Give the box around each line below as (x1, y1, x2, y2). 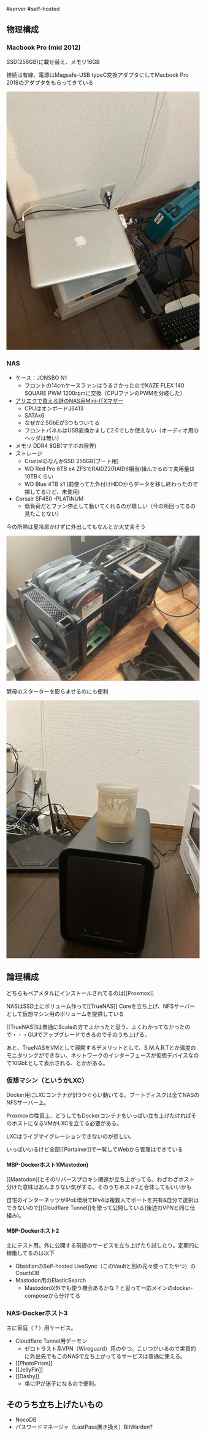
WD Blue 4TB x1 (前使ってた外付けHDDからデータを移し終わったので (24, 480, 198, 488)
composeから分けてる (24, 1292, 81, 1300)
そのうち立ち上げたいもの (6, 1400, 103, 1410)
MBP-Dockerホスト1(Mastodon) (6, 1161, 89, 1168)
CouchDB (15, 1270, 40, 1277)
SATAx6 (24, 412, 45, 419)
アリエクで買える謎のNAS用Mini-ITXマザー (15, 397, 124, 404)
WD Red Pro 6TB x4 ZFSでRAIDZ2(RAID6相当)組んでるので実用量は (24, 465, 195, 472)
